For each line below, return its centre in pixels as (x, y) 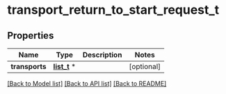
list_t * (65, 66)
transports (29, 66)
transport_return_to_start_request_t (113, 10)
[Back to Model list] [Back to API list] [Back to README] (87, 84)
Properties (31, 36)
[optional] (145, 66)
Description (102, 55)
